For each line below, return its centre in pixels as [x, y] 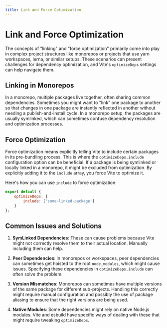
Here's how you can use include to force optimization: [61, 182]
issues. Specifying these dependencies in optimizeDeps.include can [83, 269]
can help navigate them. [30, 69]
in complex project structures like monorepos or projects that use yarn [78, 53]
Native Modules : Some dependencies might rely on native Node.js [81, 309]
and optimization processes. [34, 124]
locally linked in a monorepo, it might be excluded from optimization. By [79, 167]
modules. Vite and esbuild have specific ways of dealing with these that [86, 315]
